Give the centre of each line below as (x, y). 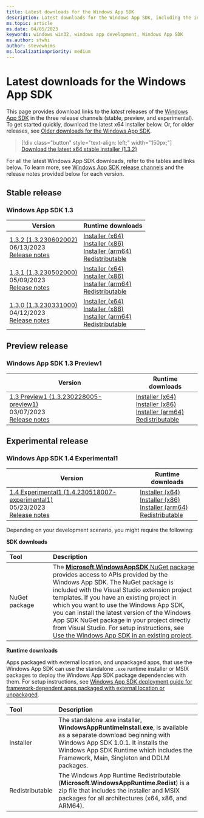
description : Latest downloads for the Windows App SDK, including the (99, 18)
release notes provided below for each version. (65, 173)
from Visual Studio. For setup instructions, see (118, 628)
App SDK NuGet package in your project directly (121, 620)
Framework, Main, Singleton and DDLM (114, 758)
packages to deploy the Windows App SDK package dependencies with (96, 675)
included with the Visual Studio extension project (122, 589)
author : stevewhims (31, 46)
